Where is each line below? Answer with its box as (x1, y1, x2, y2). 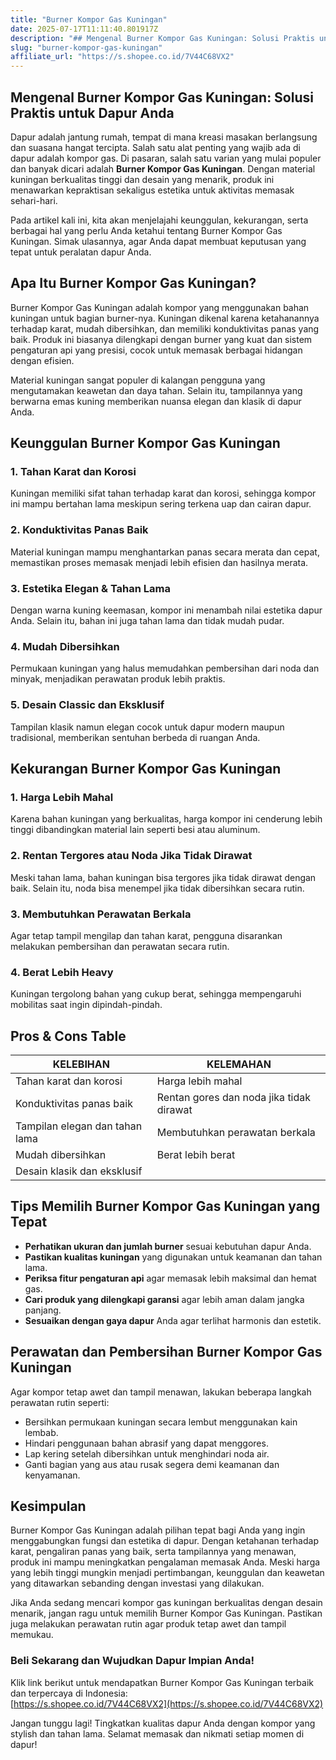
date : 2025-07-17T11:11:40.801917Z (10, 24, 159, 34)
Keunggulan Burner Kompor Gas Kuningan (10, 435, 281, 452)
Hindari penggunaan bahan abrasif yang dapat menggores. (24, 1437, 269, 1449)
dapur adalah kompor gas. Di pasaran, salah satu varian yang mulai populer (10, 152, 322, 164)
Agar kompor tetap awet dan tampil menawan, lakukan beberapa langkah (10, 1386, 312, 1398)
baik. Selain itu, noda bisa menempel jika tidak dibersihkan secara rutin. (10, 882, 305, 894)
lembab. (24, 1426, 59, 1438)
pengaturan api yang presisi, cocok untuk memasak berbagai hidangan (10, 344, 303, 356)
